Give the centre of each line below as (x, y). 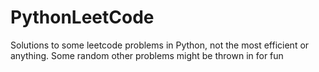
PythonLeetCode (82, 17)
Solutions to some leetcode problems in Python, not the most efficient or (160, 45)
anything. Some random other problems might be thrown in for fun (147, 55)
